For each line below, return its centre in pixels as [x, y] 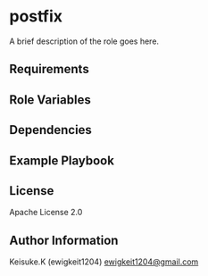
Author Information [64, 240]
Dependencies [50, 130]
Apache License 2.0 [46, 213]
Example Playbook [62, 160]
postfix [36, 17]
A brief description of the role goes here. [84, 41]
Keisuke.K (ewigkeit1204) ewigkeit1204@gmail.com [104, 262]
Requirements [49, 69]
